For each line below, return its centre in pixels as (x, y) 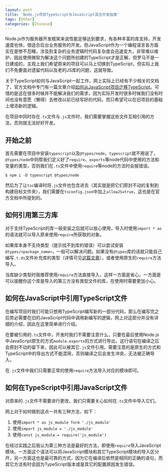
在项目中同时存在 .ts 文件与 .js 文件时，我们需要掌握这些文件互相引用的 (77, 116)
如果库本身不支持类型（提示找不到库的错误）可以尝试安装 (64, 245)
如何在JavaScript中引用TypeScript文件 (66, 299)
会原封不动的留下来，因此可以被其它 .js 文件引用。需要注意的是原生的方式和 (83, 347)
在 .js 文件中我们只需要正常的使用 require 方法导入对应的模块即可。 (73, 370)
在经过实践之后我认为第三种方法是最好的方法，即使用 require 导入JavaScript (83, 445)
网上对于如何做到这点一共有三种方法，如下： (51, 411)
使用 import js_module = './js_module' (53, 428)
